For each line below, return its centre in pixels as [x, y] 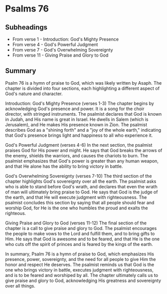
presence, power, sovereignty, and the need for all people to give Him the [81, 259]
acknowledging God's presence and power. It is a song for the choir [75, 109]
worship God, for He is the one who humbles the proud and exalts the [77, 208]
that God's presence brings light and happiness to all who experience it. [79, 135]
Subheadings [26, 27]
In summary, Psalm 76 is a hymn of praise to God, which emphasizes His [80, 254]
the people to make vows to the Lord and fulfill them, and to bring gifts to [80, 233]
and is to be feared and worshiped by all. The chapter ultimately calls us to [82, 275]
